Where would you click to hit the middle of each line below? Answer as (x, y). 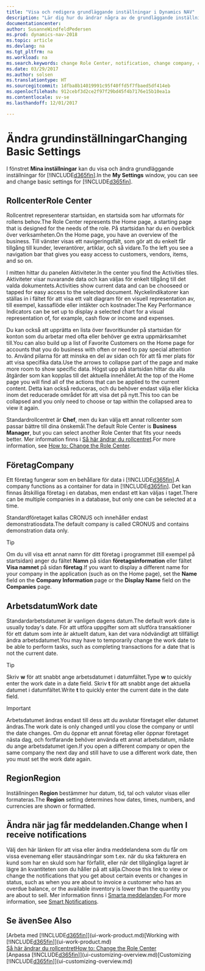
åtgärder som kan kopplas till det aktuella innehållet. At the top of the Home (100, 375)
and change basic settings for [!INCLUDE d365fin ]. (70, 182)
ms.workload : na (27, 57)
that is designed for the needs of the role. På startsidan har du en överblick (101, 228)
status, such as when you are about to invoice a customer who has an (94, 882)
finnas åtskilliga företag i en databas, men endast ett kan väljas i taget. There (102, 493)
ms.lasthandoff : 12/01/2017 (42, 103)
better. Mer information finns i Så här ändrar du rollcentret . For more (91, 439)
